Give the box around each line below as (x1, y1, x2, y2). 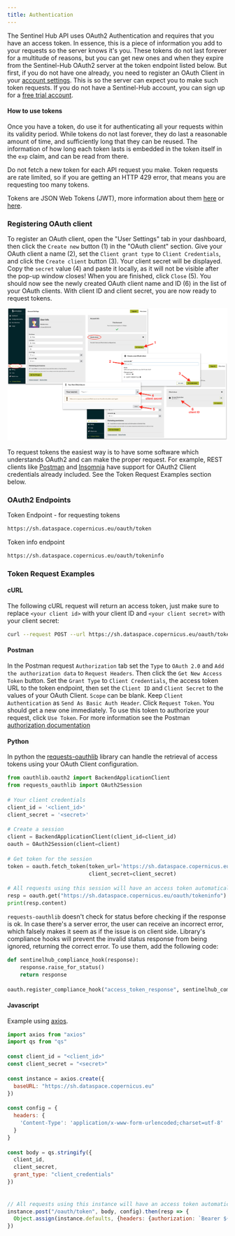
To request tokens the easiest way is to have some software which (7, 447, 199, 456)
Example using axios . (7, 1016, 69, 1025)
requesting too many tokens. (7, 180, 90, 189)
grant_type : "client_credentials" (13, 1171, 114, 1178)
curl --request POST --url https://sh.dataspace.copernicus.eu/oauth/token (7, 631, 233, 638)
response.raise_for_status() (20, 963, 105, 971)
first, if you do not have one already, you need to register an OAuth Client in (7, 69, 225, 77)
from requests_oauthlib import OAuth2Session (7, 782, 142, 789)
